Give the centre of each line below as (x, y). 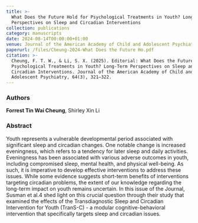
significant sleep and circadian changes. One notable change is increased (96, 145)
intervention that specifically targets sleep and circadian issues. (83, 214)
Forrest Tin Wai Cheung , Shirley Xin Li (53, 111)
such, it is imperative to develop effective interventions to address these (94, 170)
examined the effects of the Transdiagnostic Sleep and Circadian (85, 201)
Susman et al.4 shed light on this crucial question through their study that (95, 195)
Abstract (19, 126)
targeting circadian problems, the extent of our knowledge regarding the (94, 182)
